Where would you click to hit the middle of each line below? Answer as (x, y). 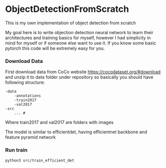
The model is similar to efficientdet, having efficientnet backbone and (76, 132)
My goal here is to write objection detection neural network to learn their (79, 32)
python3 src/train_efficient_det (40, 160)
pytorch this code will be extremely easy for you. (55, 48)
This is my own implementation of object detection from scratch (71, 23)
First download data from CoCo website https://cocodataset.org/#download (83, 72)
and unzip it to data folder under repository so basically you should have (79, 77)
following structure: (25, 82)
